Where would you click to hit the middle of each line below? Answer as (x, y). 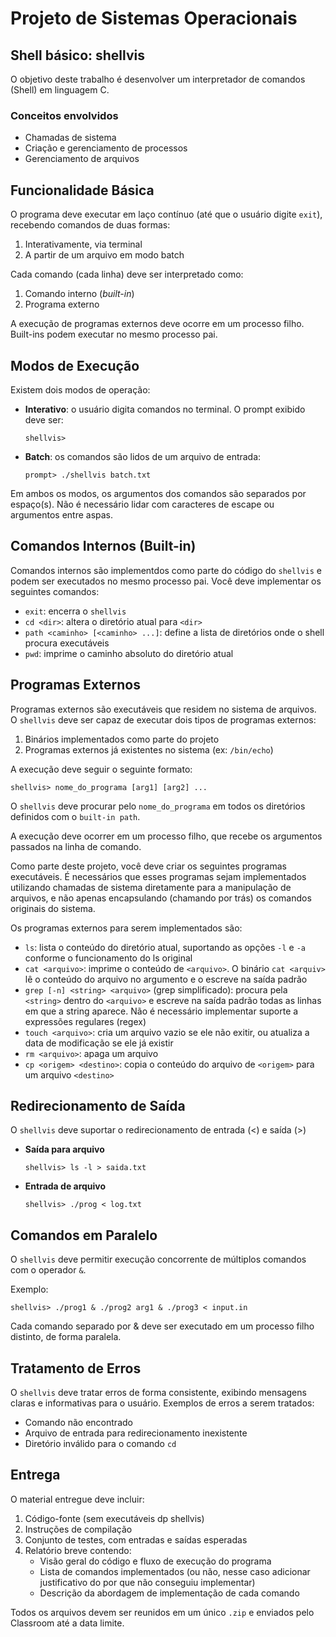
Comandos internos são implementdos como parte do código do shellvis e (166, 570)
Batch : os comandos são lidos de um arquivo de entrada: (143, 456)
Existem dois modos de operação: (80, 389)
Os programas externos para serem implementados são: (126, 928)
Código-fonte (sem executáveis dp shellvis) (114, 1518)
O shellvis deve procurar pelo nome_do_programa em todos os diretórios (158, 806)
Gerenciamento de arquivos (82, 159)
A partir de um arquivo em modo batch (104, 255)
